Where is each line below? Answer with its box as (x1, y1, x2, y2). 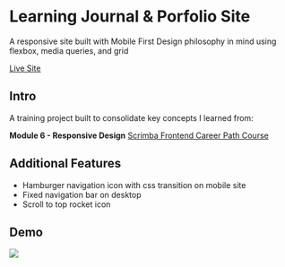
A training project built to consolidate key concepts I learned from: (9, 112, 254, 123)
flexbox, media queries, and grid (9, 45, 129, 56)
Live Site (9, 63, 41, 73)
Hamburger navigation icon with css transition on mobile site (22, 179, 246, 190)
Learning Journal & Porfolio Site (9, 6, 251, 27)
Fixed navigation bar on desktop (22, 189, 142, 200)
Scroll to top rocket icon (22, 199, 111, 210)
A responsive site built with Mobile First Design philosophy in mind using (9, 36, 277, 47)
